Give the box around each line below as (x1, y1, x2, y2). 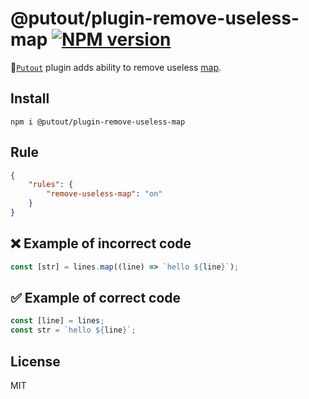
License (10, 353, 61, 370)
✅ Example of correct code (10, 290, 182, 307)
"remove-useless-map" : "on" (46, 189, 163, 199)
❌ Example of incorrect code (10, 235, 192, 252)
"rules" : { (28, 180, 74, 190)
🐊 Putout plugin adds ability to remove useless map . (10, 61, 222, 73)
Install (10, 90, 50, 107)
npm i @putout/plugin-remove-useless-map (10, 117, 186, 127)
